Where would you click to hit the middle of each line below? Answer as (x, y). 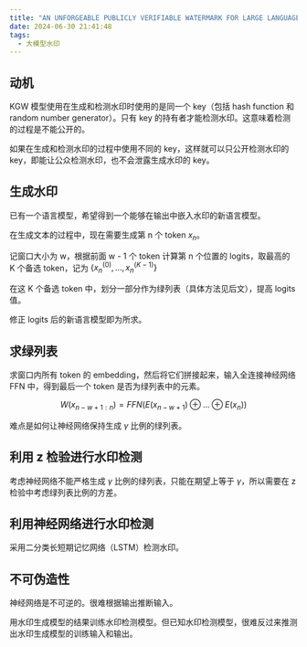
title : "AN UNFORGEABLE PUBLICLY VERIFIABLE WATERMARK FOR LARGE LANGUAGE (155, 18)
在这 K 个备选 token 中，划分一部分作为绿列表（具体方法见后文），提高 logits (153, 289)
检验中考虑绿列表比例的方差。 (65, 492)
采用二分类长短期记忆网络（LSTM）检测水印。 (97, 547)
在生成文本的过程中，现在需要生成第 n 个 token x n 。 (107, 236)
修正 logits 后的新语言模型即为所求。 (78, 320)
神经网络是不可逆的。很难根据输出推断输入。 (94, 603)
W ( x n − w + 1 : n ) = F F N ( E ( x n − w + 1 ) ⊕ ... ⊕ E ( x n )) (153, 405)
